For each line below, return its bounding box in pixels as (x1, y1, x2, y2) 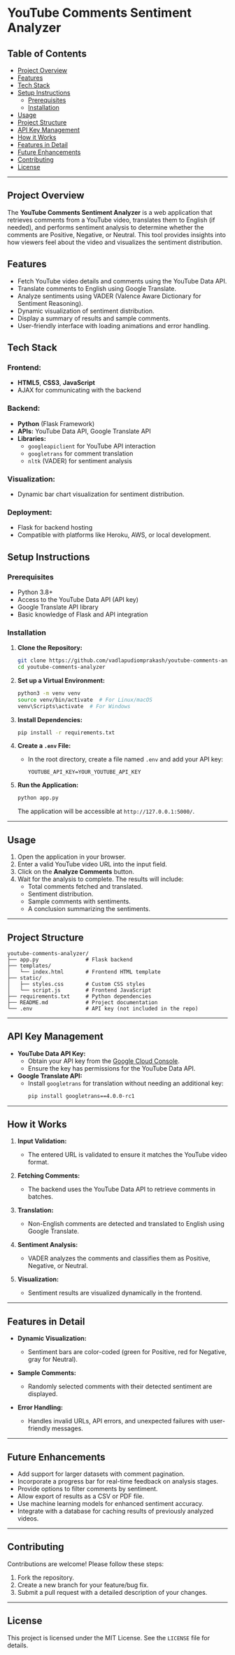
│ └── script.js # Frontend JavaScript (7, 987, 152, 994)
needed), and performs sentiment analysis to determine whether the (7, 223, 204, 232)
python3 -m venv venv (17, 689, 81, 697)
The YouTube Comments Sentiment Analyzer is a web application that (7, 208, 213, 216)
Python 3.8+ (17, 588, 54, 596)
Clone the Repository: (17, 644, 83, 652)
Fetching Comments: (17, 1171, 80, 1180)
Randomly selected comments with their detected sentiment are (27, 1382, 213, 1390)
